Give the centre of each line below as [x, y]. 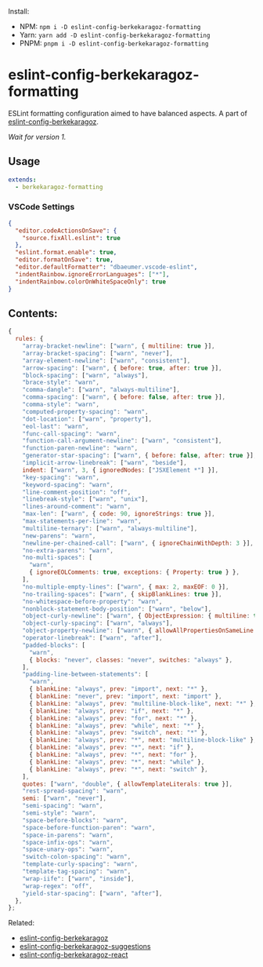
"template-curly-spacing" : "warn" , [80, 864]
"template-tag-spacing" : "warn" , [77, 872]
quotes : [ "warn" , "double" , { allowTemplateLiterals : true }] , [128, 784]
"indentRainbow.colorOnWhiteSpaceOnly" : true [91, 282]
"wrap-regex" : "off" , [57, 886]
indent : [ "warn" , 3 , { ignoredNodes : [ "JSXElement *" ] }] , [121, 470]
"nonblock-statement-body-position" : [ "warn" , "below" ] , [117, 609]
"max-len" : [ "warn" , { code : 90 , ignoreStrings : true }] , [119, 514]
